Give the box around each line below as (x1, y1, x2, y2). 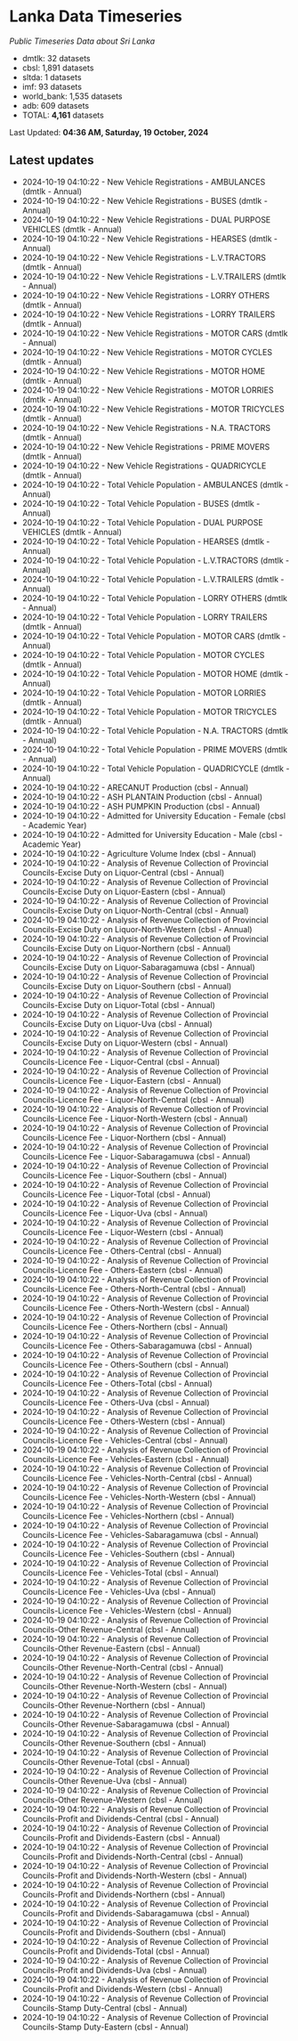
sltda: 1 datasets (21, 71, 82, 82)
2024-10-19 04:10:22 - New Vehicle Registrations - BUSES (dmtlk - (21, 195, 269, 206)
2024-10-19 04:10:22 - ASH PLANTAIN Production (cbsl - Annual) (21, 791, 263, 802)
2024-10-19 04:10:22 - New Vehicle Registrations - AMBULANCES (21, 176, 266, 187)
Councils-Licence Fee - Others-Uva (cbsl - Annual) (21, 1396, 211, 1408)
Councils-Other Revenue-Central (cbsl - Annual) (21, 1623, 200, 1635)
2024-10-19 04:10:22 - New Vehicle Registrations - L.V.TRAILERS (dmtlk (21, 271, 286, 281)
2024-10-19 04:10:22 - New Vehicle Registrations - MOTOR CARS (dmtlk (21, 328, 288, 338)
